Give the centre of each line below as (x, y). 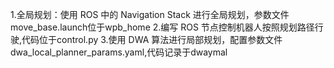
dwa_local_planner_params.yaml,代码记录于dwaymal (119, 52)
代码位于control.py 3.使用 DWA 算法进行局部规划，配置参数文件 (152, 39)
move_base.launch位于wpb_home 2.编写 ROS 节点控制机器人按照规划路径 (162, 27)
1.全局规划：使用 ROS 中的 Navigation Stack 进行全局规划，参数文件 (150, 14)
